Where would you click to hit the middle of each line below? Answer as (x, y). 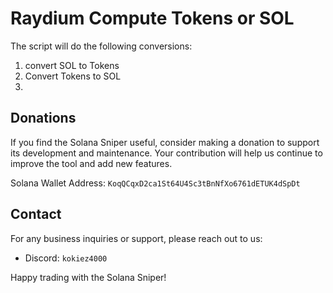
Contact (36, 214)
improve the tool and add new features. (91, 163)
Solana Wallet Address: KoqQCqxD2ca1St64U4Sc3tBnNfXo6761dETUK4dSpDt (155, 183)
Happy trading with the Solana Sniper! (88, 277)
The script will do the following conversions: (101, 46)
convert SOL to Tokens (72, 65)
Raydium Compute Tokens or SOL (152, 18)
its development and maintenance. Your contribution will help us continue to (166, 153)
